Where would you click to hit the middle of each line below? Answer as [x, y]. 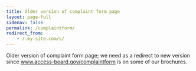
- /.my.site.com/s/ [41, 39]
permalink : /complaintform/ [41, 28]
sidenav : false [25, 22]
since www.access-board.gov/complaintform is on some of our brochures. [97, 62]
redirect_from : [25, 33]
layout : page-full [29, 17]
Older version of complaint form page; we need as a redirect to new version [98, 55]
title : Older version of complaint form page [63, 11]
